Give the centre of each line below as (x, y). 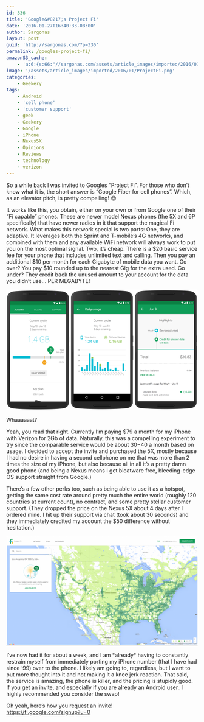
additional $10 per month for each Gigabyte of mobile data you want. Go (97, 261)
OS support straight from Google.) (49, 477)
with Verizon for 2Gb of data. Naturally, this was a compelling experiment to (101, 438)
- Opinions (31, 148)
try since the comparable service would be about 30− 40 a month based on (100, 445)
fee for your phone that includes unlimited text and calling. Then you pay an (101, 255)
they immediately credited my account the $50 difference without (88, 521)
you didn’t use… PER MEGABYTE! (48, 281)
